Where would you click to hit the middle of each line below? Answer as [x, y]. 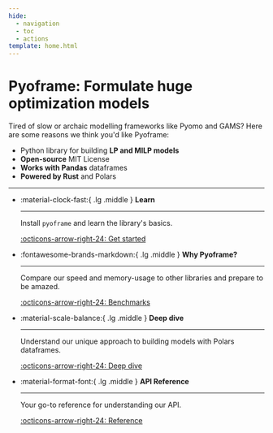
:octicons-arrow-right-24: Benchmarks [85, 302]
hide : [17, 16]
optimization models [79, 104]
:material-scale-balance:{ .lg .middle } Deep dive [102, 318]
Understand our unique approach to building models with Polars [127, 341]
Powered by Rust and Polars [68, 176]
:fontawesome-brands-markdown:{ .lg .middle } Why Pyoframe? [129, 255]
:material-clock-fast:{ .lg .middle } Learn [88, 200]
